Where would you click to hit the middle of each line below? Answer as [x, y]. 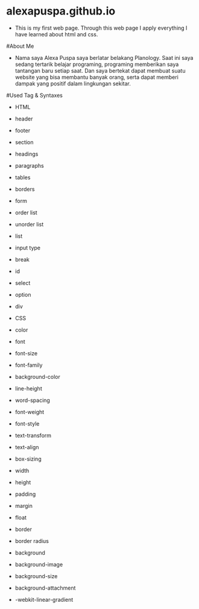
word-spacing [32, 400]
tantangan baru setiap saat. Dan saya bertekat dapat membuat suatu [100, 70]
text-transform [33, 435]
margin [24, 505]
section [24, 142]
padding [25, 494]
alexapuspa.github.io [61, 11]
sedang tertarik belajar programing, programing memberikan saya [97, 64]
